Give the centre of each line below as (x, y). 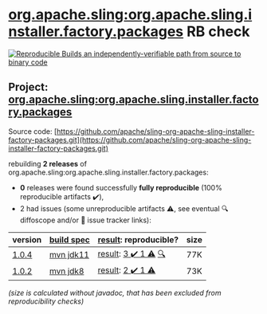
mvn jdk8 (67, 271)
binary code (28, 62)
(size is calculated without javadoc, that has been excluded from (115, 292)
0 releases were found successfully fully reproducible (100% (121, 187)
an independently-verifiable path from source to (162, 53)
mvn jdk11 (69, 255)
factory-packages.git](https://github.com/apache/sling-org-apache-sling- (130, 139)
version (27, 239)
